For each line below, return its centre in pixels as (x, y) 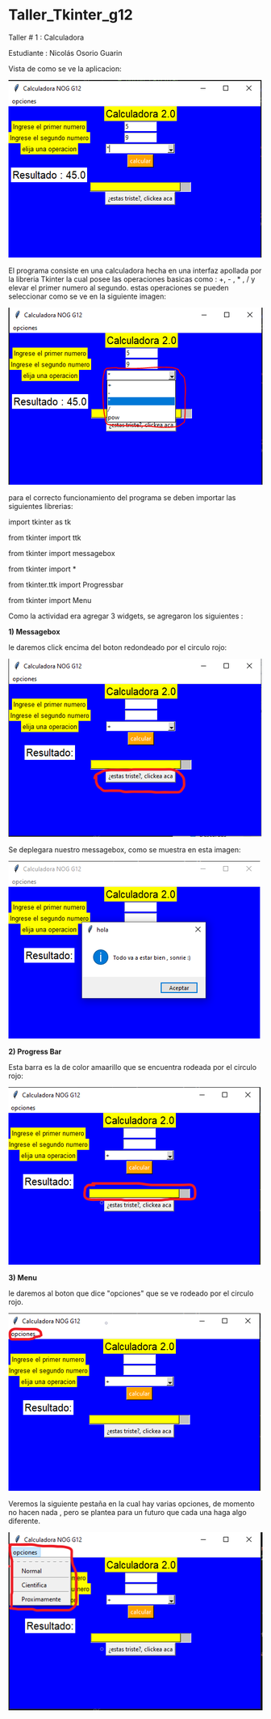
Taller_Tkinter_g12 (71, 15)
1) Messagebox (34, 631)
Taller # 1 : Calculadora (46, 37)
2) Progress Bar (35, 1051)
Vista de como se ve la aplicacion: (65, 68)
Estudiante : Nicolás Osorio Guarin (65, 53)
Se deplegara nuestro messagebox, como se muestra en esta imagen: (125, 849)
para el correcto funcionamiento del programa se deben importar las (122, 497)
